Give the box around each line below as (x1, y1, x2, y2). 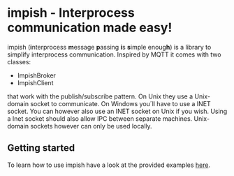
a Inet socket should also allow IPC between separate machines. (7, 114, 193, 123)
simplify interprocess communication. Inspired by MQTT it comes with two (7, 50, 221, 59)
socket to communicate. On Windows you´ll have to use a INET (30, 99, 211, 108)
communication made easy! (7, 20, 173, 36)
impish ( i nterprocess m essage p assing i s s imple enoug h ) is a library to (7, 43, 212, 51)
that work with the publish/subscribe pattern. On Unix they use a (7, 92, 193, 101)
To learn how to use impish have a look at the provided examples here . (7, 161, 211, 169)
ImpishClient (17, 78, 54, 87)
